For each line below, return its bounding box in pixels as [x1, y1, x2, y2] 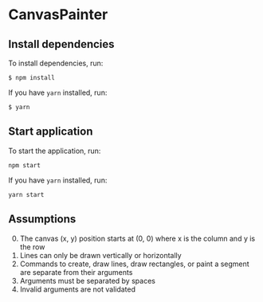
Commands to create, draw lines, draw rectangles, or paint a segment [19, 259, 249, 269]
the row [19, 241, 45, 252]
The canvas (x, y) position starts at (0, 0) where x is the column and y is [19, 233, 256, 243]
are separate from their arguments [19, 267, 133, 277]
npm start [8, 161, 41, 169]
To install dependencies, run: [8, 58, 104, 68]
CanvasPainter [8, 6, 108, 24]
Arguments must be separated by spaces [19, 276, 155, 285]
